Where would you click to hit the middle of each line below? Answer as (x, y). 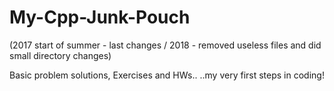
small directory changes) (60, 55)
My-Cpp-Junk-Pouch (100, 17)
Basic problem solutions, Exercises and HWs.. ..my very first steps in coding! (167, 75)
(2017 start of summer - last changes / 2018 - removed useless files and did (165, 45)
